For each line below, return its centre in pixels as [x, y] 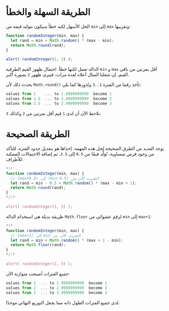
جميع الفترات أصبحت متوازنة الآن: [38, 273]
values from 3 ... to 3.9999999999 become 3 [57, 292]
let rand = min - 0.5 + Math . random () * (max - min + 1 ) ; [74, 183]
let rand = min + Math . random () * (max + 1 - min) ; [67, 240]
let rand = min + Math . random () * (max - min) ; [62, 40]
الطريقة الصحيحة [38, 134]
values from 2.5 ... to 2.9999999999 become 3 [59, 104]
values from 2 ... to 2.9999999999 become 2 [57, 288]
